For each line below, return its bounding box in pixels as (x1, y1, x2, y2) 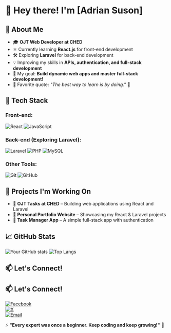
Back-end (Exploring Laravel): (5, 136, 82, 143)
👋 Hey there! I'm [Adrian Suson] (5, 5, 143, 16)
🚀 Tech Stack (5, 96, 48, 105)
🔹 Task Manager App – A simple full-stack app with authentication (12, 217, 154, 223)
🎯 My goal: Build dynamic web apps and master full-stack (12, 71, 139, 76)
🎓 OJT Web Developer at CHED (12, 39, 83, 45)
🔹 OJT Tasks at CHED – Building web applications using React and (12, 201, 154, 207)
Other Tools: (5, 160, 37, 168)
